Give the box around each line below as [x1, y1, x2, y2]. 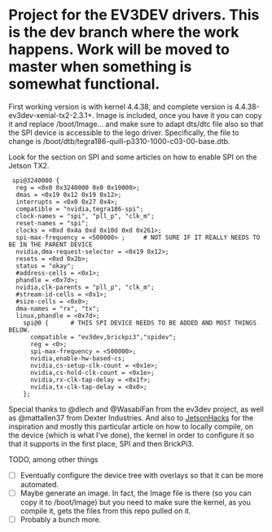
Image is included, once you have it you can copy [96, 110, 262, 120]
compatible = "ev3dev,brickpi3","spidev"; [29, 333, 177, 341]
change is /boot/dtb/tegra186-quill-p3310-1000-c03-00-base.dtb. [8, 136, 230, 146]
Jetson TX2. [8, 160, 50, 170]
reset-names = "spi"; [15, 219, 90, 227]
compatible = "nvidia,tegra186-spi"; [15, 205, 144, 213]
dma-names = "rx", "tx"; [15, 304, 100, 312]
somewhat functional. [8, 75, 160, 94]
